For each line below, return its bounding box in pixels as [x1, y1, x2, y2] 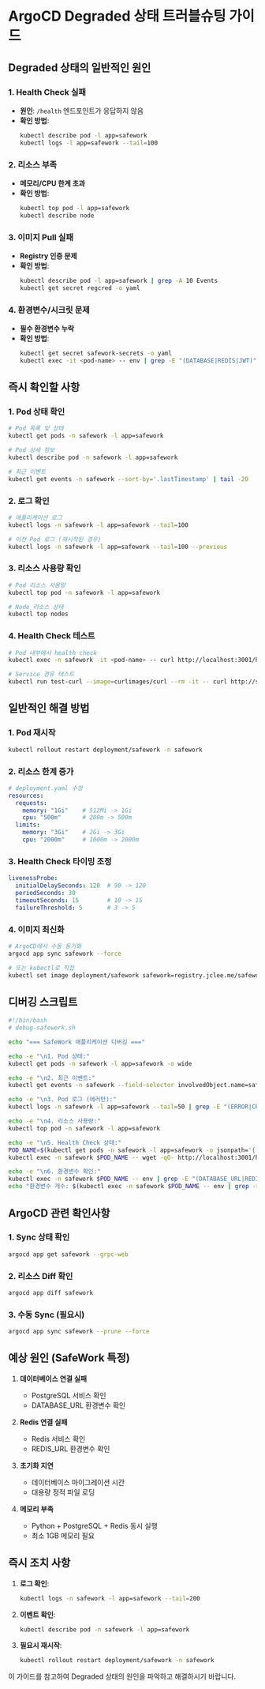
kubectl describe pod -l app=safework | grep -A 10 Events [19, 276, 218, 284]
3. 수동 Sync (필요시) [8, 1309, 85, 1320]
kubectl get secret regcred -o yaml [19, 284, 140, 292]
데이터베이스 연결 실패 [19, 1374, 88, 1383]
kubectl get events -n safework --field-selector [8, 1081, 175, 1089]
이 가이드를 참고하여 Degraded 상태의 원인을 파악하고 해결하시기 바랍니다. [8, 1672, 237, 1681]
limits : [15, 821, 41, 829]
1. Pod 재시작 [8, 728, 56, 739]
